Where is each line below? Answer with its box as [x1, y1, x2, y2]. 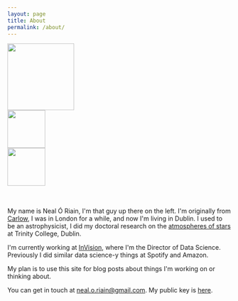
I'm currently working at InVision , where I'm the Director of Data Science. [7, 243, 222, 252]
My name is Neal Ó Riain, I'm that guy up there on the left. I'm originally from [7, 207, 231, 216]
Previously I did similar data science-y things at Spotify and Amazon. [7, 250, 209, 260]
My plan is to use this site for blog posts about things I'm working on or [7, 265, 215, 273]
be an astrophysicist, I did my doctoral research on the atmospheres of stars [7, 222, 231, 231]
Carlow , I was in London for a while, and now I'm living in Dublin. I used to [7, 214, 222, 223]
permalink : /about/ [7, 23, 65, 31]
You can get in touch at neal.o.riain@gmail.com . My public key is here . [7, 286, 213, 295]
